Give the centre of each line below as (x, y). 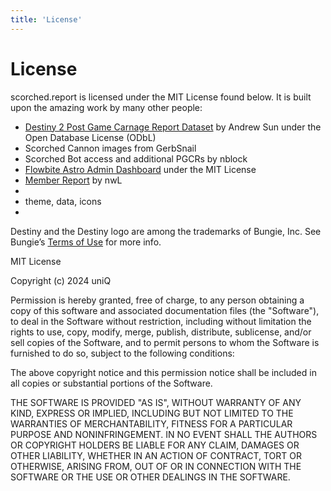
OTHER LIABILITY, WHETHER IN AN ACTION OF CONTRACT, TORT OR (156, 455)
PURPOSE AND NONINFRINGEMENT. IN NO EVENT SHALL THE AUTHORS (164, 434)
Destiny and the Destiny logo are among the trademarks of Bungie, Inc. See (166, 231)
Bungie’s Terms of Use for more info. (86, 242)
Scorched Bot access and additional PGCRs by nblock (136, 158)
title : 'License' (46, 19)
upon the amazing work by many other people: (106, 107)
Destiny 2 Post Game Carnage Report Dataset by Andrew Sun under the (173, 127)
